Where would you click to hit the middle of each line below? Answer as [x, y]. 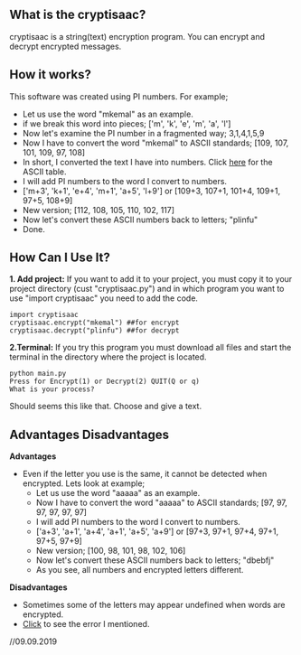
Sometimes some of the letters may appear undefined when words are [154, 605]
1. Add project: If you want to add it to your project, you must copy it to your [151, 279]
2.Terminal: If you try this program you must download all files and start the [150, 348]
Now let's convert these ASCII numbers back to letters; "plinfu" [140, 220]
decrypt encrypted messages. [66, 46]
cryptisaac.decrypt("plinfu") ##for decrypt [94, 331]
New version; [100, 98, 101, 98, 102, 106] [111, 551]
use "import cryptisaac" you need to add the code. [104, 298]
